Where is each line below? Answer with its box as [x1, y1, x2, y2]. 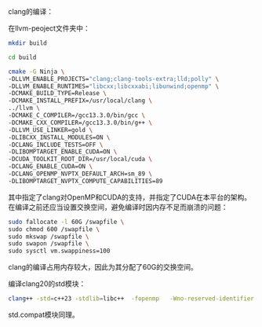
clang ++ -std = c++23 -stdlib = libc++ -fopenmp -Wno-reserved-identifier [8, 295, 255, 303]
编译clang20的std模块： [8, 279, 86, 288]
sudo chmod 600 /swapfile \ [8, 225, 100, 233]
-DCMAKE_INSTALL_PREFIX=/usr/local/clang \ [8, 97, 153, 105]
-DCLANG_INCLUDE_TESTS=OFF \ [8, 141, 104, 149]
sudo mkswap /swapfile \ [8, 233, 89, 241]
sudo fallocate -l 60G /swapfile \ [8, 218, 125, 226]
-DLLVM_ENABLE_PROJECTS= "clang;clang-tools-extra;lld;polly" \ [8, 75, 220, 83]
